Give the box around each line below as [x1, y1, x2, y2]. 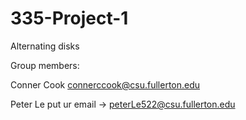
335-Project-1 [10, 7, 129, 30]
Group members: [10, 59, 80, 71]
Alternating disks [10, 40, 80, 52]
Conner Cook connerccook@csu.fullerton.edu [10, 78, 201, 91]
